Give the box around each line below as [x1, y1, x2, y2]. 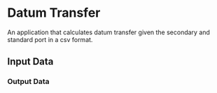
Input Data [7, 56, 54, 68]
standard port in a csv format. [7, 35, 93, 43]
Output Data [7, 77, 50, 87]
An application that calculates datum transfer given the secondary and [7, 28, 210, 36]
